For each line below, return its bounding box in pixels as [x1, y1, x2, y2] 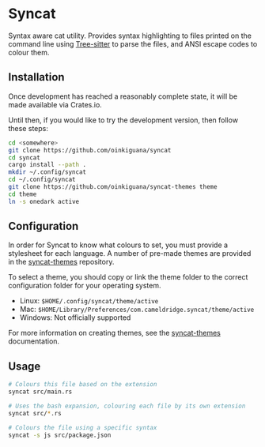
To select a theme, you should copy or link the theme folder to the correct [8, 272, 248, 282]
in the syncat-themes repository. [8, 257, 115, 267]
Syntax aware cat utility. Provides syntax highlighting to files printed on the [8, 31, 252, 40]
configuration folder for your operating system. [8, 281, 161, 291]
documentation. [8, 336, 60, 346]
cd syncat [8, 153, 41, 162]
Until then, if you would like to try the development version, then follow [8, 115, 239, 125]
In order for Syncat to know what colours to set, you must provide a [8, 240, 228, 250]
